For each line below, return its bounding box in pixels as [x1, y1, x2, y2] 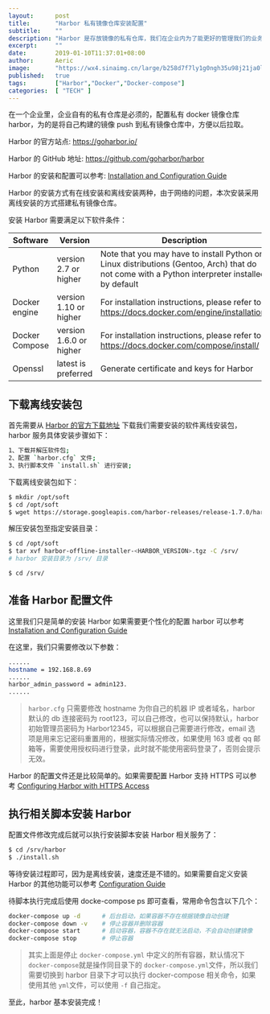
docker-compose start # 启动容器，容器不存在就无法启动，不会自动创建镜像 [8, 927, 253, 935]
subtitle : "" [8, 27, 63, 35]
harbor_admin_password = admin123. [8, 681, 128, 689]
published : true [8, 72, 70, 80]
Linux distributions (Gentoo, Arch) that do [100, 258, 257, 270]
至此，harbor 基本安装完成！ [8, 997, 103, 1007]
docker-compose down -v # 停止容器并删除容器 [8, 919, 163, 928]
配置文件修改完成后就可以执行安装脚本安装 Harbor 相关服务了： [8, 830, 219, 839]
